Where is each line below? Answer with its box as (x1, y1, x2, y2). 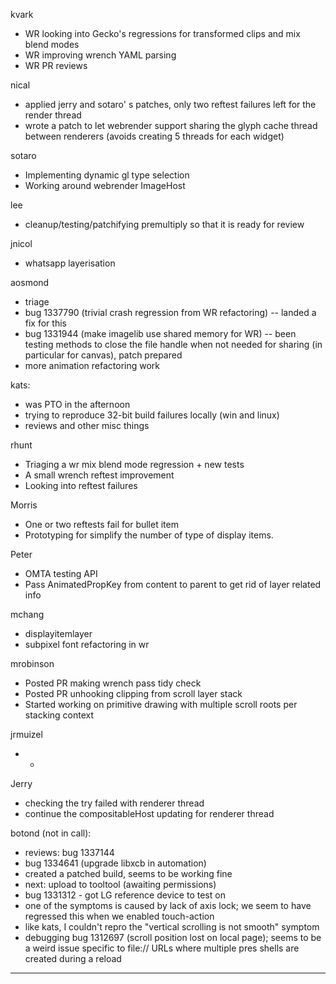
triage (24, 296, 50, 308)
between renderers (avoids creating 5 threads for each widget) (24, 130, 285, 142)
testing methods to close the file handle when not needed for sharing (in (24, 339, 323, 350)
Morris (10, 499, 38, 511)
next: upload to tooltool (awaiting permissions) (24, 879, 217, 890)
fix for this (24, 317, 67, 329)
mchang (10, 609, 45, 620)
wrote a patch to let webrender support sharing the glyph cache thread (24, 120, 318, 131)
